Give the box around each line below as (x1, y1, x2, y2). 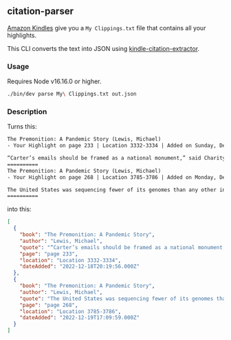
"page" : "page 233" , (19, 251, 78, 257)
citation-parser (7, 6, 74, 17)
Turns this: (7, 123, 38, 131)
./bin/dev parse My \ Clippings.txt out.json (7, 91, 137, 98)
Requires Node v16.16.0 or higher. (7, 77, 102, 85)
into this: (7, 205, 32, 213)
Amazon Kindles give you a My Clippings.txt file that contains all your (7, 23, 206, 32)
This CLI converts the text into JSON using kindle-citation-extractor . (7, 44, 200, 52)
